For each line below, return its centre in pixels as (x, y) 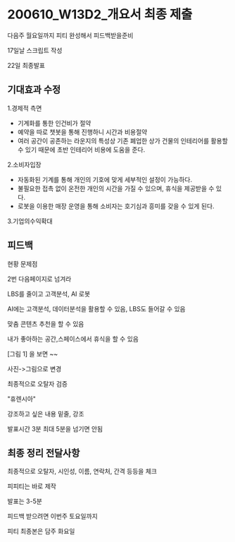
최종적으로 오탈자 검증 (38, 384)
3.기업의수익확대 (30, 221)
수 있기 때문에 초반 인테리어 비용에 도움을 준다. (81, 150)
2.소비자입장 (24, 164)
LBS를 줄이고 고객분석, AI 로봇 (49, 294)
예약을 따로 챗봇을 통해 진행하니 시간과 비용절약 (82, 132)
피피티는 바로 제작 (32, 486)
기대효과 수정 (34, 90)
